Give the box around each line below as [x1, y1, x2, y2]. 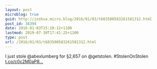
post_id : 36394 [5, 21, 37, 26]
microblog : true [5, 12, 39, 17]
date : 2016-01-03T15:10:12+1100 [5, 26, 72, 31]
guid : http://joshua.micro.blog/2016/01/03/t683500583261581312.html [5, 16, 153, 21]
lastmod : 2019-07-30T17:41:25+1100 [5, 30, 79, 35]
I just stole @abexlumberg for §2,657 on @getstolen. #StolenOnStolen [5, 53, 149, 59]
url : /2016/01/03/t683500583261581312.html [5, 40, 97, 45]
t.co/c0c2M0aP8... [5, 58, 44, 65]
